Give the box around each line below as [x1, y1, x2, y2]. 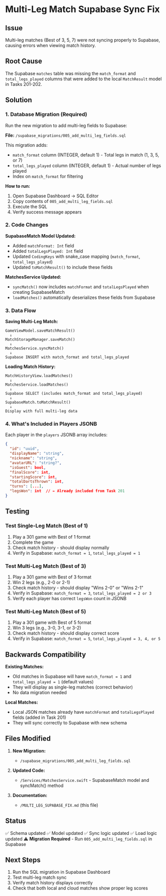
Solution [5, 96, 32, 104]
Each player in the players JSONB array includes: [5, 432, 108, 438]
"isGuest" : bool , [10, 465, 46, 470]
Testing [5, 507, 30, 516]
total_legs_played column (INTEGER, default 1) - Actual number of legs [12, 163, 161, 169]
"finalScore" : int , [10, 469, 51, 475]
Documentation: [12, 792, 48, 798]
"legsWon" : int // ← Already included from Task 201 [10, 489, 125, 494]
